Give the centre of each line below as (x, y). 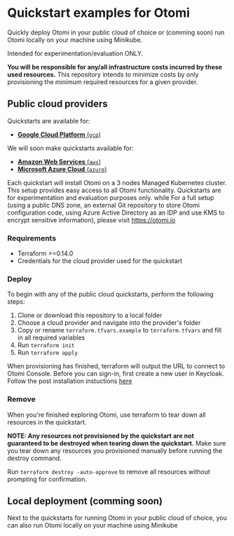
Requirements (32, 238)
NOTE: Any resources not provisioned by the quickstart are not (101, 436)
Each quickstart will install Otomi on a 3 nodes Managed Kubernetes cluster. (117, 182)
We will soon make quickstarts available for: (71, 148)
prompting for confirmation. (47, 479)
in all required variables (51, 337)
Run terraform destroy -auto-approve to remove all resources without (109, 471)
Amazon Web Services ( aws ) (59, 161)
